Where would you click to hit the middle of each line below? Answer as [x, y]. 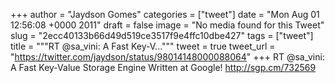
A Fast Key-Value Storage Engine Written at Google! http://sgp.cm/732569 [163, 67]
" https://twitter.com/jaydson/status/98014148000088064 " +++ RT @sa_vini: [167, 57]
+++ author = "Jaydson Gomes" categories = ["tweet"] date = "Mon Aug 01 [165, 14]
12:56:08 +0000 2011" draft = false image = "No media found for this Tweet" [167, 25]
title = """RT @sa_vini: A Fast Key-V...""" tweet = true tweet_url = [143, 46]
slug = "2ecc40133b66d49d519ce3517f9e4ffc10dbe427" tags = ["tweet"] [162, 35]
